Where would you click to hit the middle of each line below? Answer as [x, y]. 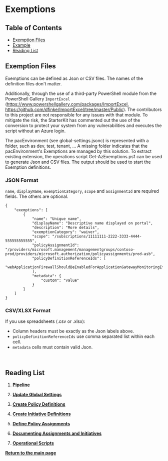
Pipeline [21, 385]
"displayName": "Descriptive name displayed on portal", [92, 223]
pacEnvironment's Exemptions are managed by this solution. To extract [78, 151]
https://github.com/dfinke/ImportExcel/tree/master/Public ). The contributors [83, 109]
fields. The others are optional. [37, 196]
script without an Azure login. [35, 131]
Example [21, 45]
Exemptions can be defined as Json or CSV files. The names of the [74, 78]
